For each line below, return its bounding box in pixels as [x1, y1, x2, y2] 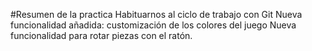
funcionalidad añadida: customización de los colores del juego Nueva [10, 19, 297, 31]
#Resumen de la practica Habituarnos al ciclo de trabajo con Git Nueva [10, 9, 303, 20]
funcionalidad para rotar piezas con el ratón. [10, 30, 193, 41]
